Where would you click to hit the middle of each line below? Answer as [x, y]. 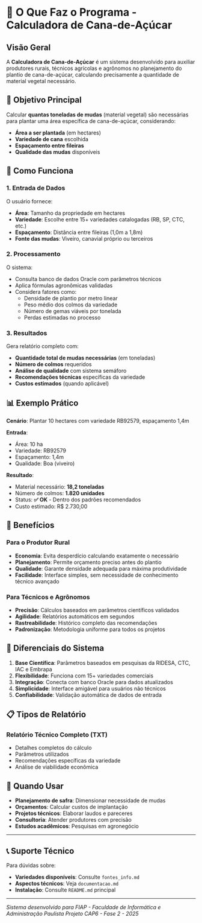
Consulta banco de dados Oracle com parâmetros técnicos [88, 279]
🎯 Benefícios [30, 525]
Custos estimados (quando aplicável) [62, 384]
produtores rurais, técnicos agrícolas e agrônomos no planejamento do [94, 68]
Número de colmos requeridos [53, 364]
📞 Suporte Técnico [40, 851]
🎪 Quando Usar [35, 786]
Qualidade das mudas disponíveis [57, 152]
